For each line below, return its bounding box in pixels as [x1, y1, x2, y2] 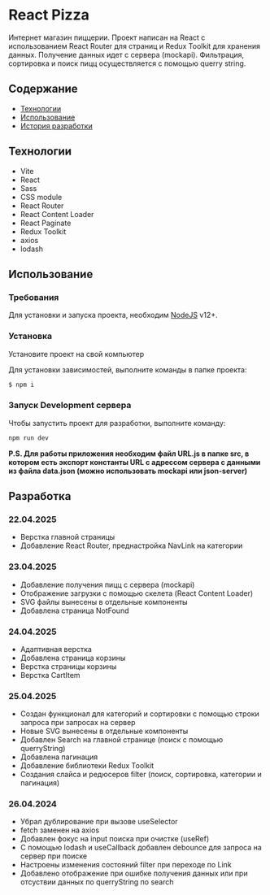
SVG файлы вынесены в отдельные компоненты [20, 597, 189, 606]
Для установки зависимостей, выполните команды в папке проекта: [8, 364, 247, 375]
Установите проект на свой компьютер [8, 349, 145, 358]
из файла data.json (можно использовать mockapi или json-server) [8, 466, 248, 476]
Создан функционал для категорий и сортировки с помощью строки [20, 709, 260, 719]
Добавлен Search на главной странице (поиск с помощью [20, 735, 224, 745]
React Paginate [20, 218, 72, 228]
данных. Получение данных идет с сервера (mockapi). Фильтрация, [8, 50, 245, 59]
